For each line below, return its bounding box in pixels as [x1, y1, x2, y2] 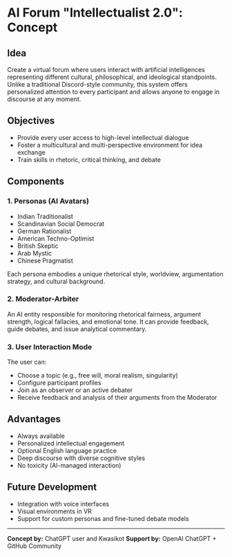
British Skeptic [17, 241, 59, 250]
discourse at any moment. [7, 95, 81, 103]
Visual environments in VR [17, 507, 92, 515]
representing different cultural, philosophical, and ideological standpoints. [7, 73, 217, 81]
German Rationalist [17, 227, 72, 235]
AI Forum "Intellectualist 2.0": [7, 5, 183, 21]
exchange [17, 148, 46, 157]
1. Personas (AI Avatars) [7, 196, 90, 206]
